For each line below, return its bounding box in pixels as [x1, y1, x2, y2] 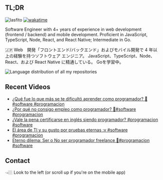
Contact [5, 157, 30, 165]
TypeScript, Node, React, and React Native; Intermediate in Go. [5, 37, 131, 42]
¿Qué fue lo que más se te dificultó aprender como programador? [12, 96, 144, 101]
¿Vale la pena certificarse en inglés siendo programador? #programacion [12, 117, 158, 122]
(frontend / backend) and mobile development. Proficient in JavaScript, [5, 31, 148, 37]
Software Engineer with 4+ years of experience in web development [5, 26, 142, 32]
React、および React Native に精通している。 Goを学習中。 [5, 59, 124, 65]
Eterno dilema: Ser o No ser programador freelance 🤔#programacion [12, 137, 150, 143]
